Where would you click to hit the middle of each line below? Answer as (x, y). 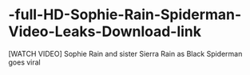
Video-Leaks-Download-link (105, 32)
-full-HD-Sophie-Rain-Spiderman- (125, 15)
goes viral (25, 62)
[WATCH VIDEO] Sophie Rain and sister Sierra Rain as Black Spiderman (125, 53)
